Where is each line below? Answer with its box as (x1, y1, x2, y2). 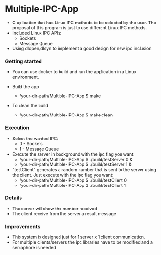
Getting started (5, 58, 42, 65)
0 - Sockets (19, 140, 43, 146)
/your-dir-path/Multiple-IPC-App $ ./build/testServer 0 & (19, 156, 133, 162)
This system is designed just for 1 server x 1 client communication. (12, 234, 145, 240)
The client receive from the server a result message (12, 210, 116, 216)
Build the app (12, 84, 39, 90)
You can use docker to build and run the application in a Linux (12, 69, 137, 75)
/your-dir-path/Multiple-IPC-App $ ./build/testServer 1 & (19, 162, 132, 167)
